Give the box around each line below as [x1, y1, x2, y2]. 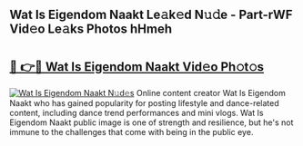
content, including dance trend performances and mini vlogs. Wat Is [9, 108, 264, 118]
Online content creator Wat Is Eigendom [136, 88, 287, 98]
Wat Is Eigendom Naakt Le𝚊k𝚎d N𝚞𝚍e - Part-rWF [9, 7, 293, 23]
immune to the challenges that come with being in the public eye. [9, 127, 254, 137]
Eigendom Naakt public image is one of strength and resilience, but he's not [9, 117, 294, 128]
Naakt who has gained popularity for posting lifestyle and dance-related [9, 98, 279, 108]
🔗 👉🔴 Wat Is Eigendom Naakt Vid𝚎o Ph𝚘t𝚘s [9, 59, 264, 74]
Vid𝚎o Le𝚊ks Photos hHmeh [9, 22, 173, 37]
